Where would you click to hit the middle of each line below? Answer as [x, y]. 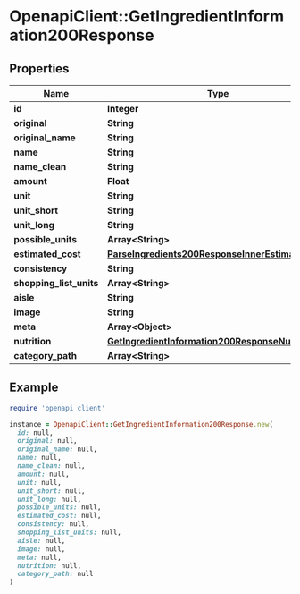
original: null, [47, 441]
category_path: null [55, 574]
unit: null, [40, 482]
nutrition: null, [50, 565]
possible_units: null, [59, 507]
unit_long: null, [50, 499]
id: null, [35, 433]
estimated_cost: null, [59, 516]
